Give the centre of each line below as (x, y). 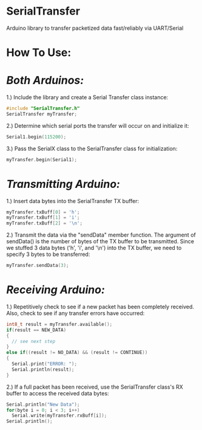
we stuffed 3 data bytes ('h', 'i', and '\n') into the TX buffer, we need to (94, 248)
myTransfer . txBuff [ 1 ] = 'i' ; (43, 218)
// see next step (34, 341)
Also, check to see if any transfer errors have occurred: (76, 313)
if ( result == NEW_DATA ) (36, 330)
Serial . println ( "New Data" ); (43, 404)
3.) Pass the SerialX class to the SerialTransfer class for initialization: (92, 148)
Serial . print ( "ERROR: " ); (45, 364)
